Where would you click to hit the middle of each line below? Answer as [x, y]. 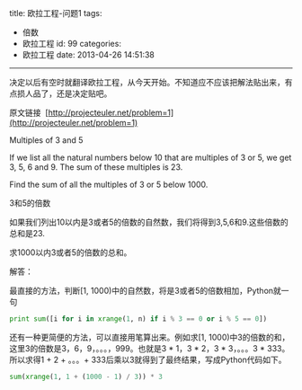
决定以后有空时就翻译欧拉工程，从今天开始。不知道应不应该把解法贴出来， [147, 82]
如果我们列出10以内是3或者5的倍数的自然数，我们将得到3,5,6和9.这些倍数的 [149, 222]
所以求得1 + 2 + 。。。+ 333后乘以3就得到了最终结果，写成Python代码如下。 [148, 359]
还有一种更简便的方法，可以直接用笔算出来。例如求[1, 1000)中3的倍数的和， [150, 337]
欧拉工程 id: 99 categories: [71, 44]
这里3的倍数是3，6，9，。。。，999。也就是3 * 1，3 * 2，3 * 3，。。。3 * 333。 [150, 348]
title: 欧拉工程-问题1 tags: [56, 13]
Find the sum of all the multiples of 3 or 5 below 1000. [109, 184]
